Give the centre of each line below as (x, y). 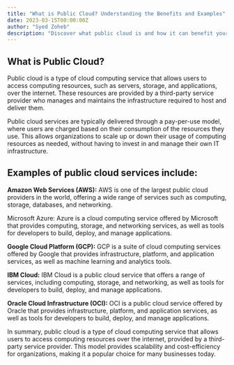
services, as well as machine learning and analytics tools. (89, 261)
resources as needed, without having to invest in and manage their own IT (114, 144)
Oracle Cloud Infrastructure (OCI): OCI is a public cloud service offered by (115, 303)
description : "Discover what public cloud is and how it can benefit (110, 33)
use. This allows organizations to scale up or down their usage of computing (117, 136)
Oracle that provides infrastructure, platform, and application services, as (112, 311)
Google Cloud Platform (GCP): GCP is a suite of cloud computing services (114, 246)
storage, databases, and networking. (60, 204)
